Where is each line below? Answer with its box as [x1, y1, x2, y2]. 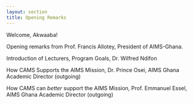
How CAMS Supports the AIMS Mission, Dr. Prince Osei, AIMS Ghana [6, 66, 180, 73]
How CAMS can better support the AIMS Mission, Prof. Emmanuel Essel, [6, 84, 188, 91]
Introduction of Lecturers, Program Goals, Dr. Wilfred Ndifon [6, 54, 157, 62]
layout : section [6, 8, 47, 15]
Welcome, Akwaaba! [6, 31, 58, 38]
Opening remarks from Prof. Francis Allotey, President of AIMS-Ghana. [6, 43, 183, 50]
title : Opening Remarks [6, 15, 67, 21]
